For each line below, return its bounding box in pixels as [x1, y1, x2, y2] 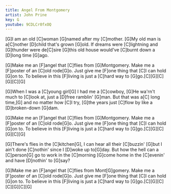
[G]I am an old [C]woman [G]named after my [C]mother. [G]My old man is [5, 36, 161, 42]
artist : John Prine [5, 12, 47, 17]
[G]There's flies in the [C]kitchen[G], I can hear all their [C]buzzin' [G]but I [5, 141, 163, 147]
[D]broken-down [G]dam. [5, 105, 59, 111]
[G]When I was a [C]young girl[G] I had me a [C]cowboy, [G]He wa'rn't [5, 88, 155, 95]
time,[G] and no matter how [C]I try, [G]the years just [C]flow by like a [5, 100, 153, 106]
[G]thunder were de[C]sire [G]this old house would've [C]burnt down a [5, 47, 156, 53]
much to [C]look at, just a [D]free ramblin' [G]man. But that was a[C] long [5, 94, 160, 100]
